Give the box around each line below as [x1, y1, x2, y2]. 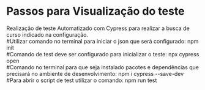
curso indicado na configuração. [6, 31, 89, 38]
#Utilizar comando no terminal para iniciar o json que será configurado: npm [6, 37, 199, 45]
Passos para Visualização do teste [6, 4, 185, 18]
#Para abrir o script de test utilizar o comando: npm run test [6, 77, 157, 84]
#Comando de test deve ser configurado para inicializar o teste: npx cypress [6, 50, 199, 58]
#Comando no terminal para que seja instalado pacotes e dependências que [6, 63, 199, 71]
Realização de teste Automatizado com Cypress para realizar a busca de [6, 24, 190, 32]
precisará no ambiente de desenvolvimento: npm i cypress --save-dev [6, 70, 184, 77]
